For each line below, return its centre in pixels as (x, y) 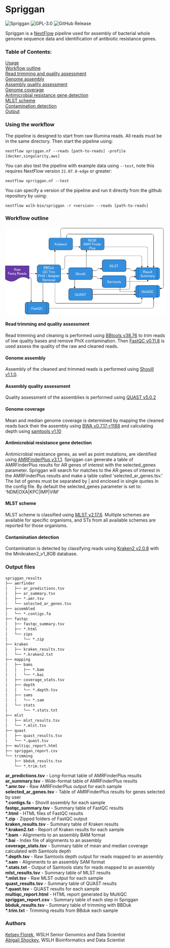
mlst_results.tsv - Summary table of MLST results (58, 872)
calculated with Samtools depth (38, 851)
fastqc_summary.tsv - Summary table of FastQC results (64, 808)
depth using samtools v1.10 (33, 431)
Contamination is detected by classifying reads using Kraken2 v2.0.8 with (82, 548)
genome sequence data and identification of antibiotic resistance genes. (81, 39)
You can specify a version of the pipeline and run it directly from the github (84, 190)
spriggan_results (24, 578)
